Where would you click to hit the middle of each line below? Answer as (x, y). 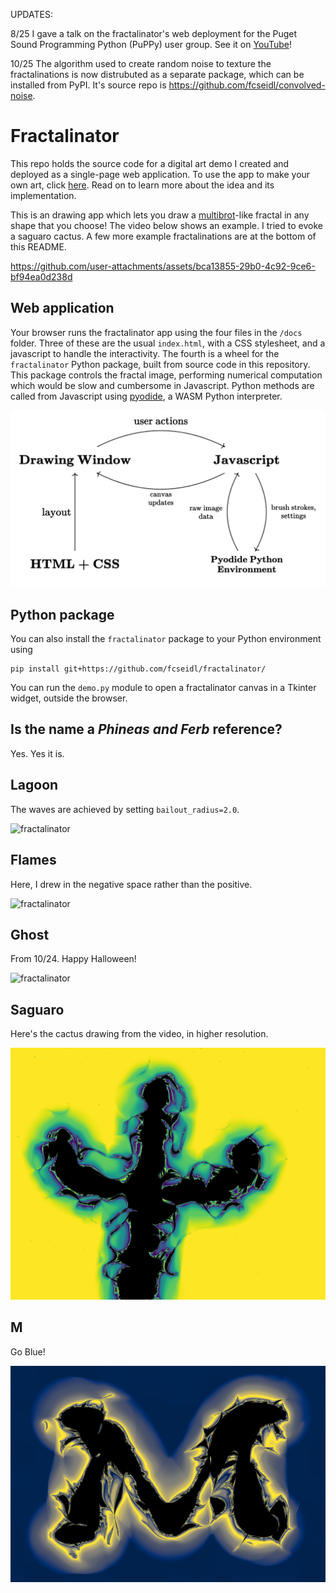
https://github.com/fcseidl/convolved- (247, 85)
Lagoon (34, 785)
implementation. (43, 195)
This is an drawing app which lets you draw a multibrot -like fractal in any (160, 215)
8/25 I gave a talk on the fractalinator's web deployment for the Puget (154, 33)
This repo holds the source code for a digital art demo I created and (150, 163)
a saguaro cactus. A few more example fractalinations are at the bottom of (163, 236)
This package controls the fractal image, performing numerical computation (166, 375)
